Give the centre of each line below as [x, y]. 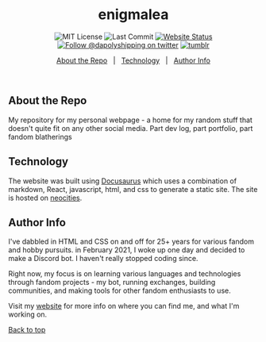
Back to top [27, 330]
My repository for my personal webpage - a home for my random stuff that [130, 120]
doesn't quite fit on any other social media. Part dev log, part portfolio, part [131, 128]
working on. [28, 314]
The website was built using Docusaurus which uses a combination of [122, 181]
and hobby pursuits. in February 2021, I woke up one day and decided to [127, 250]
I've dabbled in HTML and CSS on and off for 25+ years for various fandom [131, 242]
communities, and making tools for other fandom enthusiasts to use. [120, 290]
